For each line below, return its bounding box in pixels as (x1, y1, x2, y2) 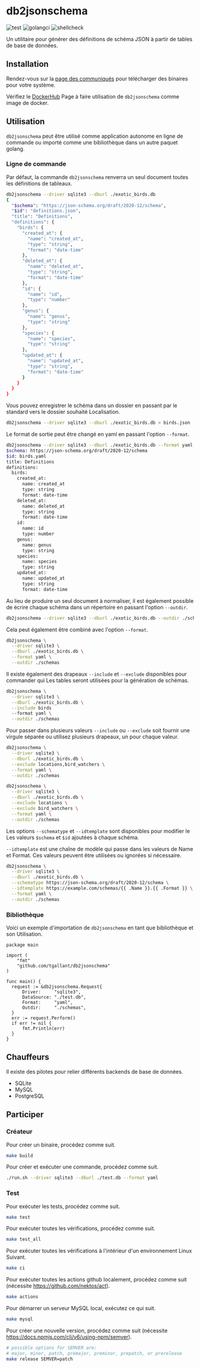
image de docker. (6, 99, 49, 106)
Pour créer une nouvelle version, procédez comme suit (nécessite (6, 1327, 168, 1334)
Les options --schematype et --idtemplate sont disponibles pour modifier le (6, 827, 190, 834)
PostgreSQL (14, 1092, 45, 1099)
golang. (6, 145, 25, 152)
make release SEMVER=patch (6, 1356, 73, 1362)
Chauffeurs (6, 1052, 49, 1062)
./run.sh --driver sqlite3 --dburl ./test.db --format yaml (6, 1175, 159, 1181)
